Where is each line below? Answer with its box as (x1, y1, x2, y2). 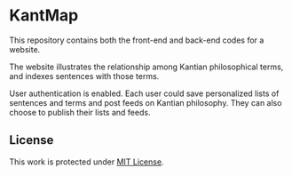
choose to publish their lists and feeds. (9, 107, 151, 117)
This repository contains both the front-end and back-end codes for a (9, 35, 264, 45)
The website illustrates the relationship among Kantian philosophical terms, (9, 61, 284, 72)
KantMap (9, 5, 79, 26)
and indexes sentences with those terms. (9, 70, 160, 81)
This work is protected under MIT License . (9, 156, 164, 167)
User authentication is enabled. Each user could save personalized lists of (9, 88, 280, 99)
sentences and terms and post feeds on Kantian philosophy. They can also (9, 97, 282, 108)
